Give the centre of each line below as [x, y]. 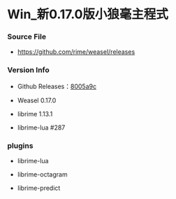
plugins [20, 146]
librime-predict [39, 188]
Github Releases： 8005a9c [57, 86]
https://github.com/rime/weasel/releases [76, 52]
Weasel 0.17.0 [37, 100]
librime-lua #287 [41, 128]
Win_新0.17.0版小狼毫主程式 [88, 14]
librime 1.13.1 [35, 114]
